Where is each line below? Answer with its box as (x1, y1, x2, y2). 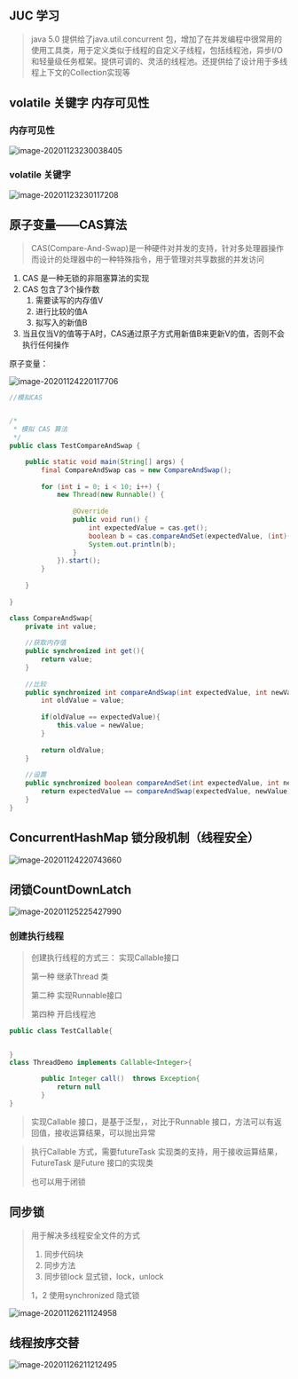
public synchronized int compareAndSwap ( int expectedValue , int (25, 688, 268, 697)
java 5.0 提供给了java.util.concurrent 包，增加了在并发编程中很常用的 (30, 34, 282, 44)
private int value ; (25, 622, 98, 631)
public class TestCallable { (9, 1026, 114, 1036)
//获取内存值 (25, 638, 67, 648)
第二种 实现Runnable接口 (30, 989, 122, 1000)
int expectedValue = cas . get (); (88, 523, 208, 532)
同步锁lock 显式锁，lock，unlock (43, 1271, 164, 1281)
